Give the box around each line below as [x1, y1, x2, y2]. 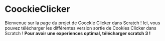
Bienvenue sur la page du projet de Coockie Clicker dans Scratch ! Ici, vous [5, 20, 160, 26]
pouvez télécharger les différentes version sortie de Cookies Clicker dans [5, 25, 156, 31]
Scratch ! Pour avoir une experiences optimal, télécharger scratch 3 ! [5, 30, 151, 36]
